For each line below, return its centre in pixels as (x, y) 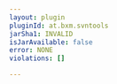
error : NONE (31, 50)
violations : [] (37, 58)
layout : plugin (37, 17)
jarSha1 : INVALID (41, 34)
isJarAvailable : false (51, 42)
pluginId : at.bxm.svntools (59, 26)
